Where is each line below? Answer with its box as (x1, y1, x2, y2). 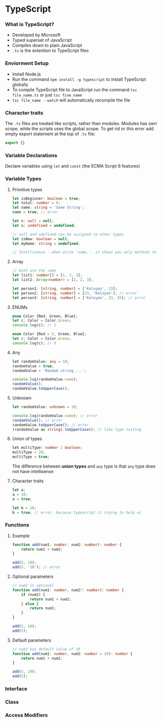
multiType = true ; (12, 454, 50, 459)
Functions (5, 522, 29, 528)
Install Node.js (12, 71, 41, 77)
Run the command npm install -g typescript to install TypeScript (12, 76, 146, 82)
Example (12, 533, 30, 539)
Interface (5, 685, 28, 692)
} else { (21, 601, 39, 606)
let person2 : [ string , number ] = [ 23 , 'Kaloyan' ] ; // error (12, 291, 138, 296)
